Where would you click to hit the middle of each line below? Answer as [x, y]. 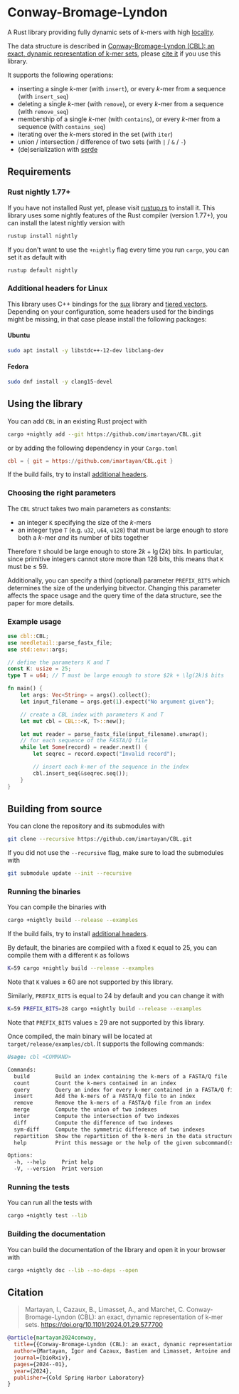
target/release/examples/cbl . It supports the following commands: [106, 1044]
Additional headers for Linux [58, 288]
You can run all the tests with [50, 1203]
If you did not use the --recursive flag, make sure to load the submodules [116, 853]
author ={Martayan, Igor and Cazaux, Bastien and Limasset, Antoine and [122, 1351]
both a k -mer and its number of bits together [83, 537]
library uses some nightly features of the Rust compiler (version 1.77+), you [117, 215]
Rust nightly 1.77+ [39, 192]
